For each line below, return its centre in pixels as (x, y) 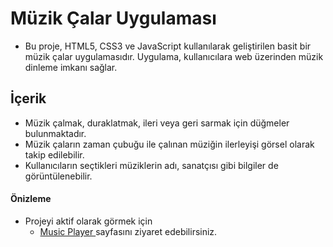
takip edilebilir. (54, 154)
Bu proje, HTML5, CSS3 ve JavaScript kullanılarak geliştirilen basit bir (168, 46)
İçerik (28, 98)
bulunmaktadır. (55, 133)
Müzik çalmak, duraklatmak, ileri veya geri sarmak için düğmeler (157, 123)
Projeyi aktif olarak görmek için (88, 221)
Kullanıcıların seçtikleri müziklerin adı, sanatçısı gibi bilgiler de (151, 165)
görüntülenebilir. (58, 176)
